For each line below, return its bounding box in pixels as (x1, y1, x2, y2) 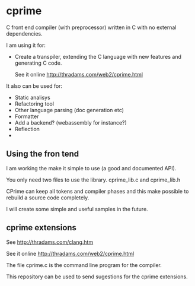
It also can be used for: (6, 82, 63, 90)
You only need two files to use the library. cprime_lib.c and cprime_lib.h (6, 176, 181, 183)
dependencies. (6, 30, 43, 37)
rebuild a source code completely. (6, 194, 89, 201)
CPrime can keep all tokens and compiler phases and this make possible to (6, 188, 189, 195)
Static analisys (14, 94, 50, 101)
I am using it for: (6, 42, 46, 49)
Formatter (14, 113, 39, 120)
